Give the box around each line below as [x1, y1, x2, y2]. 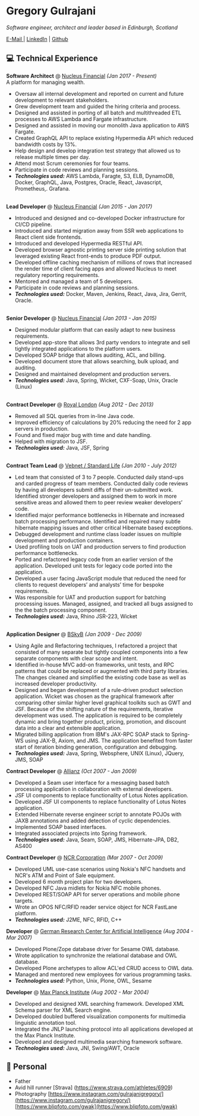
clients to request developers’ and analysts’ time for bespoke [14, 581, 165, 588]
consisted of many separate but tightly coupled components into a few [14, 648, 188, 656]
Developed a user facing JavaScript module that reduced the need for [14, 575, 187, 582]
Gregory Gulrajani [6, 4, 96, 18]
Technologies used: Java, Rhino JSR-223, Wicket [14, 612, 138, 620]
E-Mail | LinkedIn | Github [6, 35, 68, 42]
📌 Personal [6, 1062, 47, 1072]
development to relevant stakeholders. [14, 96, 109, 104]
